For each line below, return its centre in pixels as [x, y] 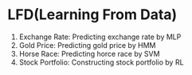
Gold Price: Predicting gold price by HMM [87, 45]
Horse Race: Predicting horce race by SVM [89, 53]
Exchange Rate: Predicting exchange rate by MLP [100, 37]
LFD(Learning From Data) [92, 15]
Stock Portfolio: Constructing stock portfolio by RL [101, 62]
